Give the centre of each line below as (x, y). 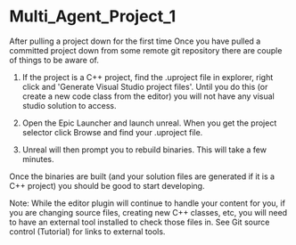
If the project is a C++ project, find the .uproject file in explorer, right (148, 77)
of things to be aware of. (54, 60)
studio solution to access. (69, 105)
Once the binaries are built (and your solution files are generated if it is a (142, 176)
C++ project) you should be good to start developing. (107, 185)
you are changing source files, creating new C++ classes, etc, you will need (148, 212)
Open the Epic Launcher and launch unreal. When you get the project (149, 123)
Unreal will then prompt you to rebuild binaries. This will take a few (144, 150)
